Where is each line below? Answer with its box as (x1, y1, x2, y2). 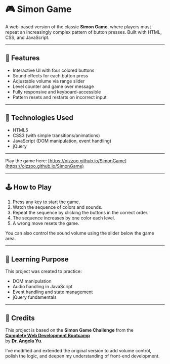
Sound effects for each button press (12, 72, 89, 78)
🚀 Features (5, 54, 40, 63)
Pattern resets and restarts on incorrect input (12, 94, 107, 100)
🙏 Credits (5, 313, 35, 322)
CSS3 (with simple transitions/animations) (12, 132, 100, 139)
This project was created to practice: (5, 268, 82, 275)
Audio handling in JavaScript (12, 284, 73, 290)
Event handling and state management (12, 289, 93, 295)
